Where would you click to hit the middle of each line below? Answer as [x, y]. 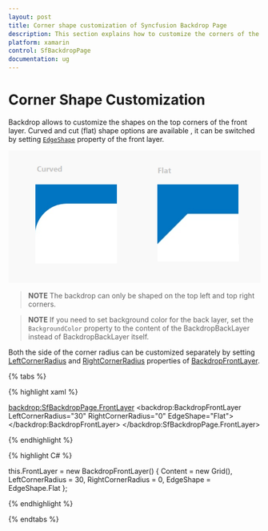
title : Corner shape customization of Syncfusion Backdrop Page [118, 25]
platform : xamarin [39, 43]
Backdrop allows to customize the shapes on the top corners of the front [128, 122]
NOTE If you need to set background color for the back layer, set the [140, 319]
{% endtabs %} [34, 519]
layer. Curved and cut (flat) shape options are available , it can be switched [132, 130]
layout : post [30, 17]
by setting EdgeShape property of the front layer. [86, 139]
